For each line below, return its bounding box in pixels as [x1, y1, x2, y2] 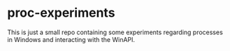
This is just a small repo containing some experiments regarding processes [7, 28, 224, 36]
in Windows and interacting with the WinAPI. [7, 35, 135, 43]
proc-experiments [7, 5, 115, 21]
